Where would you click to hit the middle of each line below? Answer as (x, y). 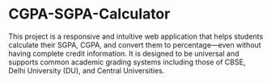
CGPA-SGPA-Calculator (89, 14)
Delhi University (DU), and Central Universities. (87, 70)
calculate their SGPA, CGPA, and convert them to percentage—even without (135, 44)
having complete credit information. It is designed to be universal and (124, 53)
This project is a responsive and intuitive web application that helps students (136, 36)
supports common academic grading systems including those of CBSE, (127, 62)
